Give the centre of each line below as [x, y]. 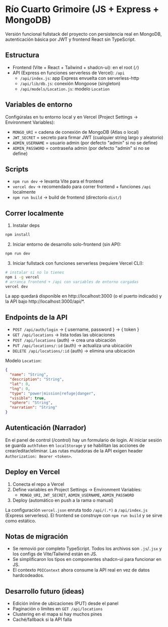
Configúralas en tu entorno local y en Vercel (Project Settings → [72, 117]
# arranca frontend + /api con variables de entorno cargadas [72, 282]
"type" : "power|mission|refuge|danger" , [53, 393]
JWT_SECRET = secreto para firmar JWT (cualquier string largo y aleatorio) [88, 137]
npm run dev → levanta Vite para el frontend [58, 181]
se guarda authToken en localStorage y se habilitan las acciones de [75, 445]
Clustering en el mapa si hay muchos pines [57, 614]
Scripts [17, 169]
